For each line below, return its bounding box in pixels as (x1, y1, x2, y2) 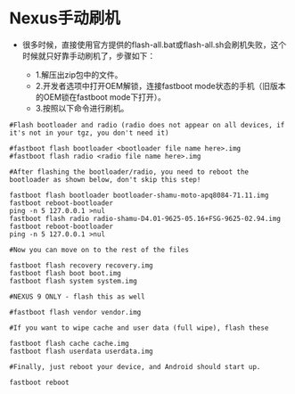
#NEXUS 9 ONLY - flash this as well (9, 291, 145, 301)
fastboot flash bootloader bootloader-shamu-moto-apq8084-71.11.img (9, 191, 269, 200)
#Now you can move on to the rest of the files (9, 245, 190, 254)
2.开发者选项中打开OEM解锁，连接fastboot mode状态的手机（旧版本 (35, 80, 286, 91)
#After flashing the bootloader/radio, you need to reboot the (9, 167, 250, 176)
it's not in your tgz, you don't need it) (9, 128, 169, 137)
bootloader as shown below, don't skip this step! (9, 175, 201, 184)
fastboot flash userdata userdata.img (9, 347, 153, 356)
